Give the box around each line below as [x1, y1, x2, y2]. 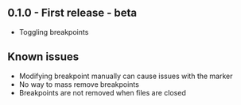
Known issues [7, 51, 80, 64]
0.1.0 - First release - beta [7, 6, 137, 20]
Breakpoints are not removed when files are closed [18, 88, 186, 97]
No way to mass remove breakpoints [18, 79, 140, 89]
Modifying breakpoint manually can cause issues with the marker [18, 71, 233, 81]
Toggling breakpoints [18, 27, 89, 36]
